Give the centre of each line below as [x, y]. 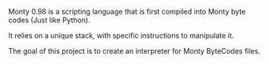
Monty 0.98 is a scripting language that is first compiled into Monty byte [127, 12]
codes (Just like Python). [49, 20]
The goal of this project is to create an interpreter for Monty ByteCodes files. [134, 51]
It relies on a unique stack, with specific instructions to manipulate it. [121, 36]
